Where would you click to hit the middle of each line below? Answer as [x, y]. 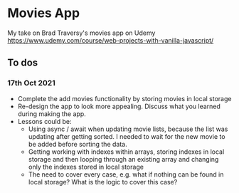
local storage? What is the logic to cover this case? [103, 182]
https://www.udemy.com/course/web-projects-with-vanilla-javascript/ [111, 40]
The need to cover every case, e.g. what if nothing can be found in [126, 174]
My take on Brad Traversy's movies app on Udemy [81, 33]
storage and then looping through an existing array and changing [123, 159]
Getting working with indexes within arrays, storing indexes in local [126, 152]
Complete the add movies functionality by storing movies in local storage [124, 98]
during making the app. [52, 114]
